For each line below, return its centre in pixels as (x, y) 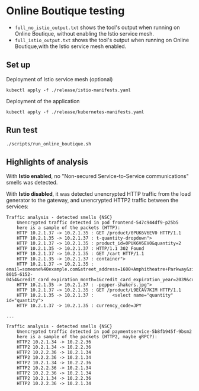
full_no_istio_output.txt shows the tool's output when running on (97, 27)
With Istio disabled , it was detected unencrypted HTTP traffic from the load (99, 194)
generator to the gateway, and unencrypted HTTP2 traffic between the (92, 201)
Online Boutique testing (65, 11)
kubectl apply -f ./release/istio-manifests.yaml (69, 90)
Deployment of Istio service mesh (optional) (60, 79)
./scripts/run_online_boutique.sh (49, 144)
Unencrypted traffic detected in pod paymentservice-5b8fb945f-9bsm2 (105, 332)
